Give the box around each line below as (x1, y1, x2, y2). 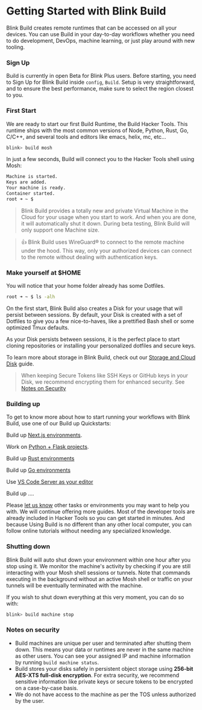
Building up (6, 399, 40, 408)
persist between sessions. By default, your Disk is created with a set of (6, 311, 183, 318)
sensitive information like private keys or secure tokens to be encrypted (14, 677, 193, 685)
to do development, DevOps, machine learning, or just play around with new (6, 37, 195, 44)
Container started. (6, 191, 55, 197)
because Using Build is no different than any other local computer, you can (6, 521, 192, 528)
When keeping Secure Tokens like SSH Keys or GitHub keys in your (21, 372, 189, 379)
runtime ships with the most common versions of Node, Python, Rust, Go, (6, 127, 189, 134)
